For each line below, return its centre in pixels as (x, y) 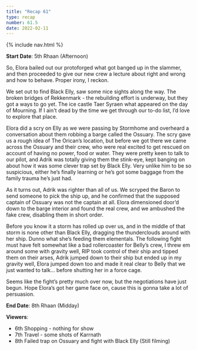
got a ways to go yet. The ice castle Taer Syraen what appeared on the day (97, 104)
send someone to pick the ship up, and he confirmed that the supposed (93, 196)
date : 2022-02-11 (27, 28)
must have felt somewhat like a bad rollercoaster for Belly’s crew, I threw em (98, 245)
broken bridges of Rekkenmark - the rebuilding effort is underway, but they (97, 98)
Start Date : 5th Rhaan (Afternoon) (47, 56)
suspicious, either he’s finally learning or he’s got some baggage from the (95, 172)
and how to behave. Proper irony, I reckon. (58, 80)
